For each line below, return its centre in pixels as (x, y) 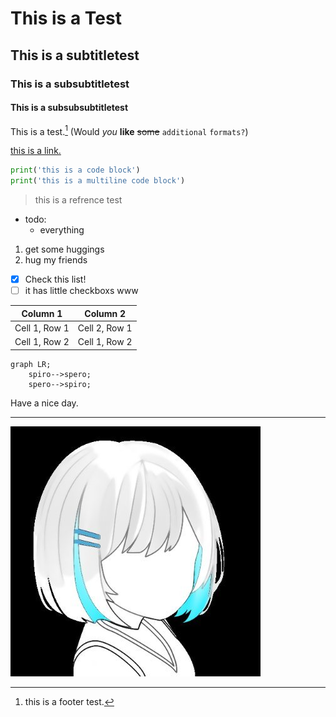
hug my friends (56, 260)
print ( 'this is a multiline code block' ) (98, 181)
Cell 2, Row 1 (105, 328)
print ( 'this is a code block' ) (75, 170)
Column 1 (42, 313)
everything (62, 230)
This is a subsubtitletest (70, 84)
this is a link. (36, 151)
